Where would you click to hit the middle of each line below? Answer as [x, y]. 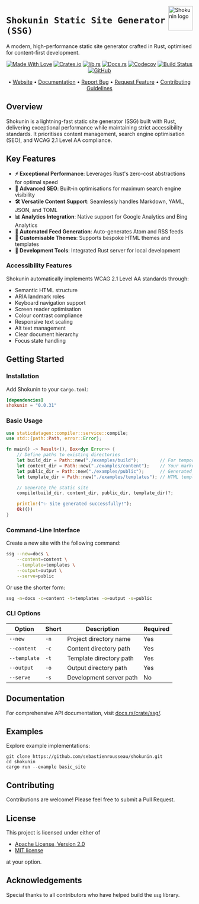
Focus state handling [40, 340]
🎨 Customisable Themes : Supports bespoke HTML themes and [92, 238]
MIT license [29, 851]
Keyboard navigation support [50, 302]
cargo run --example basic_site [46, 767]
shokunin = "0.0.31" [32, 406]
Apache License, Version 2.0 [50, 844]
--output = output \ [39, 570]
